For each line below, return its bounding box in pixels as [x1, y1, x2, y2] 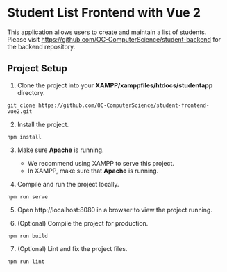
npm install [7, 133, 42, 140]
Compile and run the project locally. [17, 180, 119, 188]
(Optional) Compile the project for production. [17, 219, 149, 227]
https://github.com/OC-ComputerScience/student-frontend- [37, 102, 210, 109]
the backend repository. [7, 42, 76, 51]
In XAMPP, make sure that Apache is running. [27, 167, 159, 175]
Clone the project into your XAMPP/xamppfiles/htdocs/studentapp [17, 81, 213, 90]
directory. [17, 88, 45, 96]
